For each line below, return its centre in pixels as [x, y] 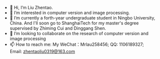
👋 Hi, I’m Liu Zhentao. [31, 8]
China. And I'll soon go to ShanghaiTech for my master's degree [74, 23]
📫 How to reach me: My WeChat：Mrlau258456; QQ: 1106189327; [77, 44]
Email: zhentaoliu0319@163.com [42, 51]
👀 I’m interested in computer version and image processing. [70, 13]
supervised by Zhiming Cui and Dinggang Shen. [58, 28]
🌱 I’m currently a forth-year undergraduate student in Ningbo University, [82, 18]
